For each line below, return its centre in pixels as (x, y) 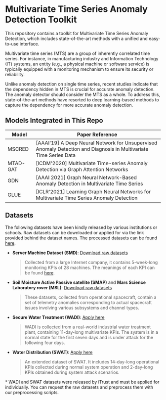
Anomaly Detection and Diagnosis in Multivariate (92, 149)
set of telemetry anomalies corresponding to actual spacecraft (88, 302)
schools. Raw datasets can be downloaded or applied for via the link (75, 232)
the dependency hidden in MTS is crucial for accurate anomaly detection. (80, 89)
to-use (12, 44)
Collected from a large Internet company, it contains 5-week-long (91, 262)
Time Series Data (56, 155)
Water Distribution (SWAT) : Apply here (52, 352)
